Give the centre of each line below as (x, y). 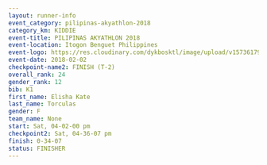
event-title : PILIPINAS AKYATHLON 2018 (74, 38)
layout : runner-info (43, 15)
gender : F (25, 112)
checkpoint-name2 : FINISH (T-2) (62, 67)
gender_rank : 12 (35, 82)
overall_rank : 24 (37, 75)
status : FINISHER (37, 148)
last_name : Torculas (43, 104)
